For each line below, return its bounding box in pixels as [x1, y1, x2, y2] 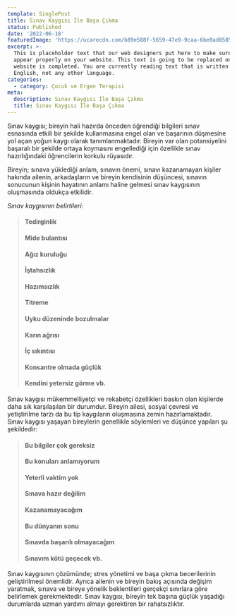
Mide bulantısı [24, 234, 68, 242]
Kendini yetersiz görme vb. [24, 379, 106, 388]
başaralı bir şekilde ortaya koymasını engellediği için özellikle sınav [7, 144, 201, 153]
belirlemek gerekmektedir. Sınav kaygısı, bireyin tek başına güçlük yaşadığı [7, 592, 225, 601]
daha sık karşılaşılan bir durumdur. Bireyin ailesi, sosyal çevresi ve [7, 402, 199, 411]
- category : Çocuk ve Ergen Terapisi [13, 83, 125, 90]
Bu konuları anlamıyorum [24, 457, 100, 466]
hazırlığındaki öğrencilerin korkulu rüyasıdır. [7, 151, 134, 160]
